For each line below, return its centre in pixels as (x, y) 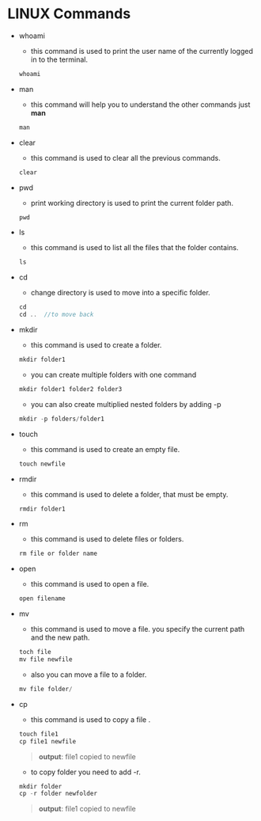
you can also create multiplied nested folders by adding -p (126, 404)
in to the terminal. (59, 59)
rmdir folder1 (42, 509)
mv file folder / (45, 689)
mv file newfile (45, 659)
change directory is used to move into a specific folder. (120, 293)
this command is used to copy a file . (91, 719)
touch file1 (38, 734)
